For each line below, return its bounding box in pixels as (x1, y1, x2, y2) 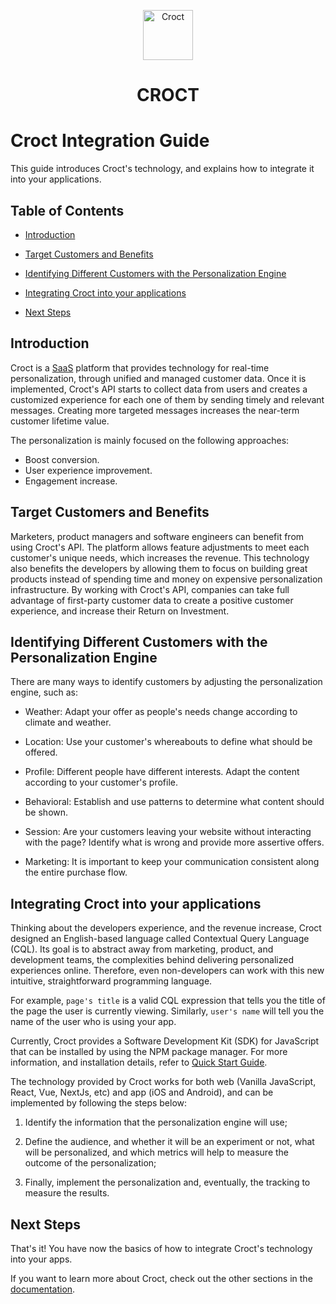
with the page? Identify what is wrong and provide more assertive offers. (24, 836, 325, 849)
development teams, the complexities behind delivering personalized (10, 954, 294, 966)
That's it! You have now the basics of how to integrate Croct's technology (10, 1243, 313, 1254)
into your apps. (10, 1253, 73, 1265)
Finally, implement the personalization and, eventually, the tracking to (24, 1176, 311, 1189)
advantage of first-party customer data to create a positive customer (10, 594, 294, 606)
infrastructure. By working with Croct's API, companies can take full (10, 583, 290, 595)
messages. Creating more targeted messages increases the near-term (10, 404, 300, 416)
